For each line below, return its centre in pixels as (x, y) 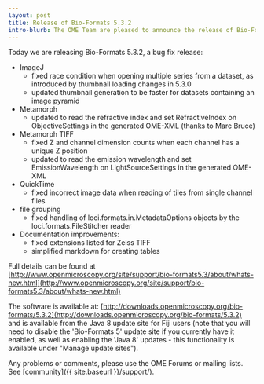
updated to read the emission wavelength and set (111, 159)
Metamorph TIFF (47, 134)
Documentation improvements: (70, 234)
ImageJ (32, 68)
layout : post (29, 15)
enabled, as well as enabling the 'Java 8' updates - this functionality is (121, 340)
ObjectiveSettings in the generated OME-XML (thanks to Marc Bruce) (143, 126)
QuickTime (37, 185)
